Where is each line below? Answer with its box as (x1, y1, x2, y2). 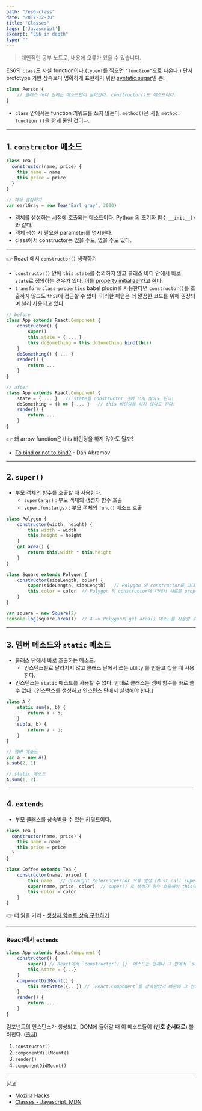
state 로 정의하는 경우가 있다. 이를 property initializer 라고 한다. (14, 277, 164, 285)
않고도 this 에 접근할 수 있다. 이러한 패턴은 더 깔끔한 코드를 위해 (31, 292, 180, 300)
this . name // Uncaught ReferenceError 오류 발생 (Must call (28, 877, 182, 884)
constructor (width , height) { (17, 521, 93, 527)
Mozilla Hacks (14, 1092, 50, 1099)
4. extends (6, 799, 44, 809)
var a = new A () (6, 755, 47, 761)
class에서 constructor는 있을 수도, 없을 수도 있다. (14, 237, 132, 244)
